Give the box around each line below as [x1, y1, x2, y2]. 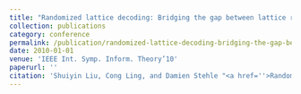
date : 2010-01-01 [9, 47, 74, 56]
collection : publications [9, 21, 106, 30]
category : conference [9, 30, 90, 38]
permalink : [9, 38, 50, 47]
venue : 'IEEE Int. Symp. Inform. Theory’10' [9, 55, 178, 64]
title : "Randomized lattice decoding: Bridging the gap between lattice [9, 13, 287, 22]
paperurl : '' [9, 64, 58, 73]
